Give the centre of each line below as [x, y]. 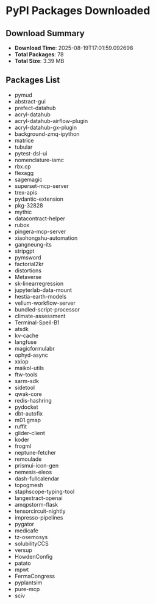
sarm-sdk [27, 381]
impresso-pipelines [39, 517]
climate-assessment [40, 316]
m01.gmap [27, 420]
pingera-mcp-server [40, 231]
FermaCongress [35, 576]
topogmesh [29, 485]
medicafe [27, 531]
